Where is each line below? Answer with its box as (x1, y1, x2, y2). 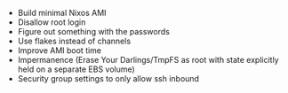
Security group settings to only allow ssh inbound (17, 74, 200, 83)
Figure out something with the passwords (17, 27, 171, 36)
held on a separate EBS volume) (17, 64, 135, 74)
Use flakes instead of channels (17, 35, 132, 46)
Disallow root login (17, 17, 86, 27)
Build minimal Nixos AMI (17, 8, 107, 18)
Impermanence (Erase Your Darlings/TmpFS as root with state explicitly (17, 55, 279, 65)
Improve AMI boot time (17, 45, 102, 56)
